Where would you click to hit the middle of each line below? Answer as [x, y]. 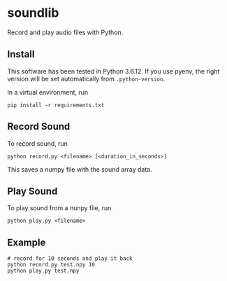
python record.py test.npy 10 [51, 265]
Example [27, 242]
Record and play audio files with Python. [65, 32]
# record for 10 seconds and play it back [70, 259]
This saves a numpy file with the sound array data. [80, 169]
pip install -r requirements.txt [56, 105]
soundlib [33, 13]
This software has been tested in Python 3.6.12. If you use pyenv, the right [113, 71]
